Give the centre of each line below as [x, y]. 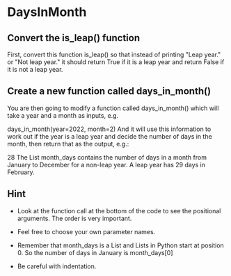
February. [21, 172]
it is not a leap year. [35, 69]
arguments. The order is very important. [74, 218]
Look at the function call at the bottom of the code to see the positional [119, 210]
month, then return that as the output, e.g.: [68, 144]
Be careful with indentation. [57, 266]
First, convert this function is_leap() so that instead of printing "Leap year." [114, 54]
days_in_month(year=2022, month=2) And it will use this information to [109, 129]
